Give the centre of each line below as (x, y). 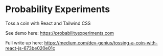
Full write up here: (24, 43)
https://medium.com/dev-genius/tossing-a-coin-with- (101, 43)
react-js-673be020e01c (30, 48)
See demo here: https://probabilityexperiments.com (60, 33)
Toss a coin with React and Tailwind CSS (48, 23)
